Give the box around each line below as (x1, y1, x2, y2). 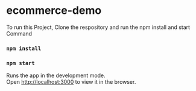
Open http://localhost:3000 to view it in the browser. (6, 78, 136, 86)
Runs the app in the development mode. (6, 72, 106, 79)
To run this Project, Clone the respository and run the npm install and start (6, 24, 191, 31)
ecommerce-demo (6, 4, 102, 17)
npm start (6, 60, 35, 66)
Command (6, 30, 32, 37)
